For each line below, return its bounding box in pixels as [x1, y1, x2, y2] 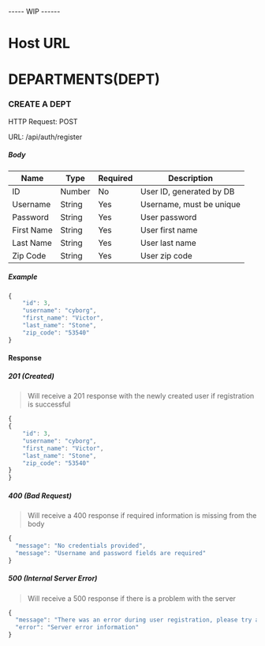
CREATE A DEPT [8, 99, 72, 110]
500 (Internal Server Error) [8, 573, 98, 584]
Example [8, 272, 38, 281]
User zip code [140, 250, 193, 261]
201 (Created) [8, 371, 55, 380]
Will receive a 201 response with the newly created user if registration [27, 391, 255, 401]
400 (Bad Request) [8, 490, 73, 501]
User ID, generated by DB [140, 186, 235, 197]
